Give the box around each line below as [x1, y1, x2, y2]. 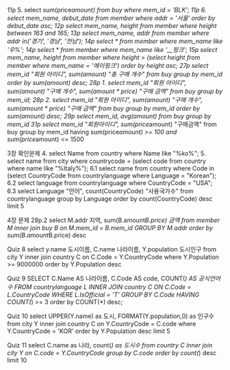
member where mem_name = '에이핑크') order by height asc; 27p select [7, 62, 209, 69]
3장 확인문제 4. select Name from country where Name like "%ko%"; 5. [7, 149, 206, 157]
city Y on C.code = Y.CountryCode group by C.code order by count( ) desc [7, 349, 217, 357]
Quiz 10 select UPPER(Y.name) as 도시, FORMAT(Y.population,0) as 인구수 [7, 312, 214, 320]
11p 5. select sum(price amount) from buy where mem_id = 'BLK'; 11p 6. [7, 6, 207, 14]
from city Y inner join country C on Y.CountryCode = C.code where [7, 320, 196, 328]
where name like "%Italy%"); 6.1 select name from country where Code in [7, 164, 214, 172]
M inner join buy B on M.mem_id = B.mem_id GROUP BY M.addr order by [7, 224, 214, 232]
